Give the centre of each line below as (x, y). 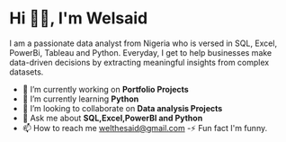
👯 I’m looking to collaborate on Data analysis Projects (122, 108)
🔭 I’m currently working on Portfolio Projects (105, 89)
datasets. (27, 72)
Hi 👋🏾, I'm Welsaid (79, 18)
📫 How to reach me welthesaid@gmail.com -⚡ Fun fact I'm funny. (145, 128)
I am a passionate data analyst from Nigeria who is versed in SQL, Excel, (143, 43)
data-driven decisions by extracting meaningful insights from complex (139, 62)
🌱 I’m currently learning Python (80, 99)
